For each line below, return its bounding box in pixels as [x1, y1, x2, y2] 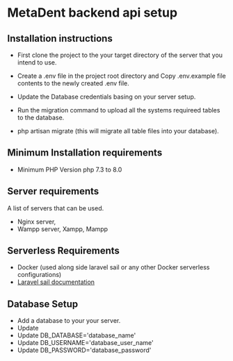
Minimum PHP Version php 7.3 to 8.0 [17, 165, 122, 174]
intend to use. [17, 58, 57, 67]
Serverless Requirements [7, 245, 120, 257]
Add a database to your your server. [17, 317, 121, 325]
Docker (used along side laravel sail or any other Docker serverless [17, 263, 210, 271]
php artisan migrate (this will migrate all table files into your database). [17, 127, 219, 135]
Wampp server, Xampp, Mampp [17, 224, 109, 233]
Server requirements [7, 185, 99, 197]
